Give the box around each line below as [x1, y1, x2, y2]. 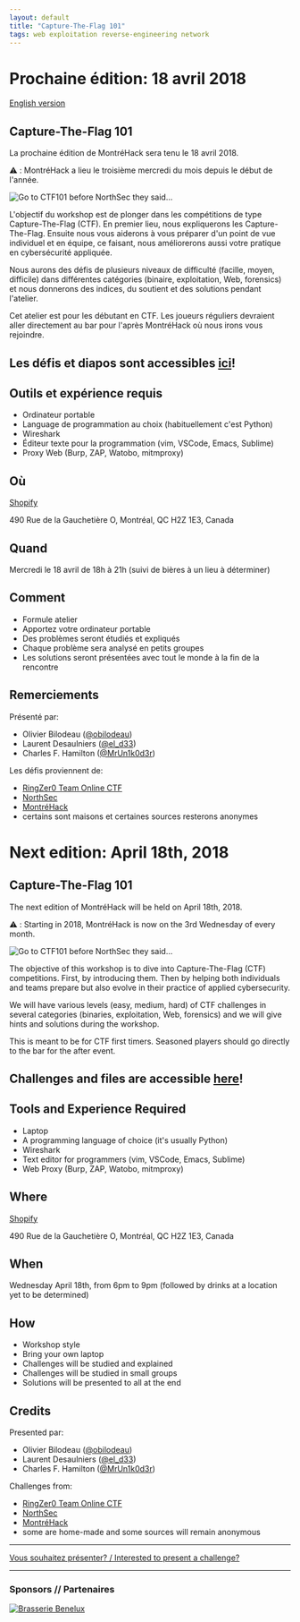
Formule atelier [21, 614, 79, 625]
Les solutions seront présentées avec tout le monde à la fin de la [21, 652, 260, 662]
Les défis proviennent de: [9, 764, 104, 775]
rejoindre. [9, 329, 45, 340]
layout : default [9, 13, 70, 22]
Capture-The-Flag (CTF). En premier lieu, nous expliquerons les [9, 218, 244, 229]
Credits [9, 1403, 52, 1419]
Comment [9, 590, 66, 605]
